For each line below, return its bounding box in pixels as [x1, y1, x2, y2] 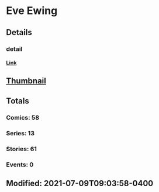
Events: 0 [6, 160, 34, 169]
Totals [6, 96, 29, 106]
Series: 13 [6, 129, 35, 137]
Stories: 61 [6, 145, 37, 153]
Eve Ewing [6, 4, 58, 18]
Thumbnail [6, 76, 47, 86]
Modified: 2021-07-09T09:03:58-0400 [6, 178, 154, 188]
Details [6, 27, 32, 37]
